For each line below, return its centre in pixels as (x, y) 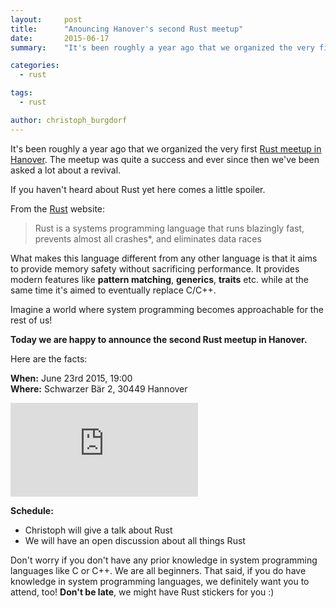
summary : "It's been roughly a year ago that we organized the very (162, 47)
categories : (35, 66)
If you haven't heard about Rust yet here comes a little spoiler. (138, 189)
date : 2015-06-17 (60, 38)
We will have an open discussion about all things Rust (135, 540)
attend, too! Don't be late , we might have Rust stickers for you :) (142, 592)
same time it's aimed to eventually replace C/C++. (113, 290)
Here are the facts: (49, 358)
